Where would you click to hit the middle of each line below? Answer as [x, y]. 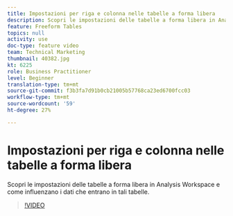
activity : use [28, 39]
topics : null [26, 33]
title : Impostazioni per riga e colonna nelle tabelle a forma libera [111, 13]
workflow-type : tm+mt [38, 98]
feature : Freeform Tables [44, 26]
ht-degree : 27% [29, 110]
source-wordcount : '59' [42, 104]
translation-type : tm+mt [43, 84]
